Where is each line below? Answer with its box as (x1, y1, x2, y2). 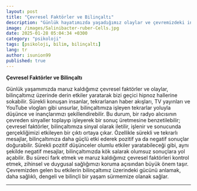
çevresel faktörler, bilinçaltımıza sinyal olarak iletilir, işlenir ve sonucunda (6, 123, 181, 130)
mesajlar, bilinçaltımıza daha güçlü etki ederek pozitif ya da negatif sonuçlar (6, 135, 189, 142)
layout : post (6, 8, 38, 15)
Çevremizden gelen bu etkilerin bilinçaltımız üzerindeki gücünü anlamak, (6, 166, 181, 173)
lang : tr (6, 47, 28, 53)
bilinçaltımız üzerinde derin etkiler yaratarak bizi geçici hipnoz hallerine (6, 92, 178, 99)
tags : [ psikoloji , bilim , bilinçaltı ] (6, 42, 101, 48)
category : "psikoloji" (6, 36, 62, 42)
